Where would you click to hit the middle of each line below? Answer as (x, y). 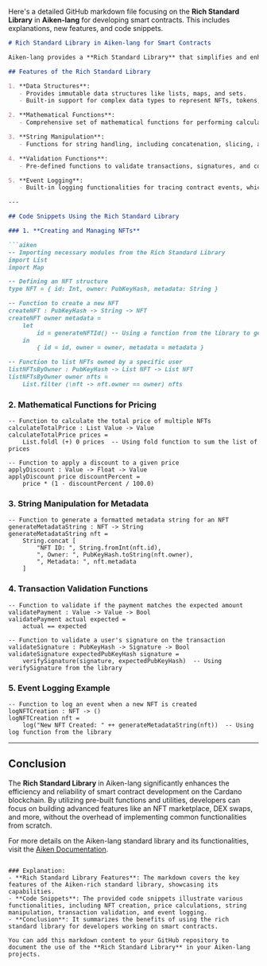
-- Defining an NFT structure (58, 281)
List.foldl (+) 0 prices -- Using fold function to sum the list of (140, 442)
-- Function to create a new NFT (64, 304)
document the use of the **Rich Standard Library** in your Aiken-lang (129, 947)
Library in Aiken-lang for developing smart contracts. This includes (119, 20)
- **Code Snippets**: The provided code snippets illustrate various (126, 898)
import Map (26, 267)
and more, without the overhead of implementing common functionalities (128, 817)
